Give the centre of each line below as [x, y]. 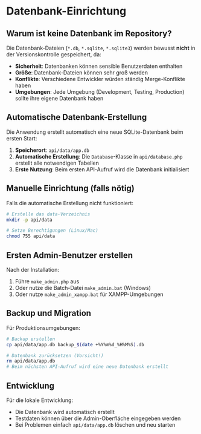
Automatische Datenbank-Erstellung [77, 117]
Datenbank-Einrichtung [66, 11]
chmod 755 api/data [31, 236]
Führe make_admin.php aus [47, 281]
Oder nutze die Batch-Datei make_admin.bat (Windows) [83, 288]
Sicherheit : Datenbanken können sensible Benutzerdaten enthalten [99, 66]
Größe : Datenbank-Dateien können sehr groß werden [81, 73]
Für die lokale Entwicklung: [40, 400]
